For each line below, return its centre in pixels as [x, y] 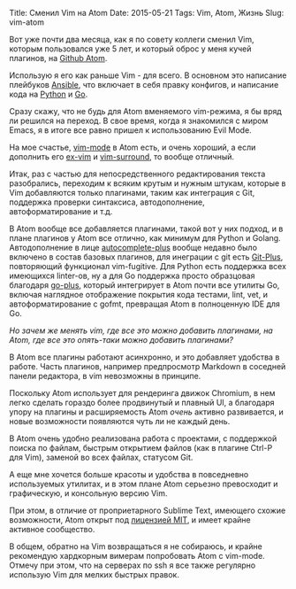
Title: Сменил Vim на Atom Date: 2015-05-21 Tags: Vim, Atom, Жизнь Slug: [147, 13]
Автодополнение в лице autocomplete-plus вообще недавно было [133, 248]
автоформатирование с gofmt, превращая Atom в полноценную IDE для [145, 304]
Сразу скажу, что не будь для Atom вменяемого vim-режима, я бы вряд [146, 111]
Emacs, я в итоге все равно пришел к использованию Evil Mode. [130, 130]
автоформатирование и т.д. [61, 211]
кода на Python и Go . [49, 94]
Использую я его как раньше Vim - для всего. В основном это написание [148, 75]
